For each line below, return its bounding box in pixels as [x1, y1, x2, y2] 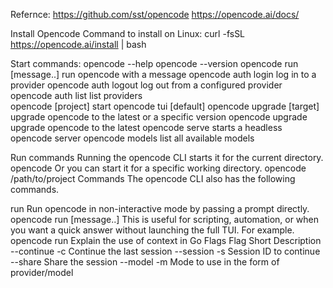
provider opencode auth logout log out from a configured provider [10, 79, 283, 91]
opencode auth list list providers [10, 90, 143, 101]
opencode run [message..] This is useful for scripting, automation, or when [10, 214, 320, 225]
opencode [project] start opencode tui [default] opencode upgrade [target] [10, 100, 320, 112]
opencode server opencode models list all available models [10, 132, 255, 144]
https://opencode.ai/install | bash [10, 39, 147, 50]
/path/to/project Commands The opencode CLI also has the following [10, 173, 296, 184]
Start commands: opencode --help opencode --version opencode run [10, 58, 299, 69]
